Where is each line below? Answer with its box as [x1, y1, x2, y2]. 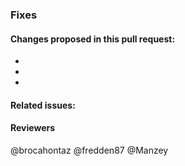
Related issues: [10, 99, 76, 111]
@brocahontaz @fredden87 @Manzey [10, 144, 169, 156]
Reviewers [10, 122, 56, 134]
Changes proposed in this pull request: [10, 33, 176, 45]
